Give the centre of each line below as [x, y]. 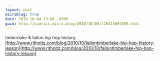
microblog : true [22, 14]
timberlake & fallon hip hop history [40, 38]
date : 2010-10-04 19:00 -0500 [37, 19]
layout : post [19, 10]
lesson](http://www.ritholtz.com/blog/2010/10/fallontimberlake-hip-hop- [79, 48]
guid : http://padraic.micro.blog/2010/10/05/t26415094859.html [72, 24]
